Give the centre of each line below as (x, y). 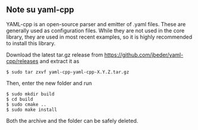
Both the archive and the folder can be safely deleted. (72, 120)
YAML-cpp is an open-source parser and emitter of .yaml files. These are (96, 24)
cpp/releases (22, 61)
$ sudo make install (32, 110)
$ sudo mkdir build (30, 94)
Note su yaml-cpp (40, 10)
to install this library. (31, 43)
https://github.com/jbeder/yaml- (144, 55)
